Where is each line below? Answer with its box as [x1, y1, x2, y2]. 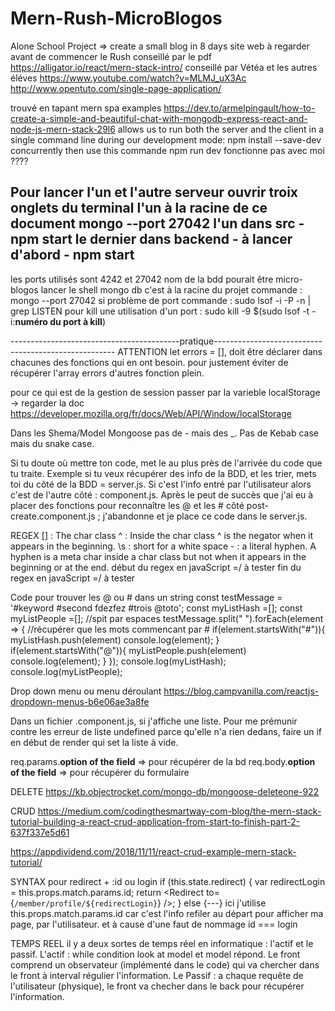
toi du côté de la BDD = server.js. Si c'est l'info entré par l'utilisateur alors [10, 478, 312, 490]
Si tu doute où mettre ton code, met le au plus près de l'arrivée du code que [10, 457, 323, 469]
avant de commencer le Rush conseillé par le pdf [10, 50, 212, 62]
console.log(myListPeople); [10, 665, 123, 677]
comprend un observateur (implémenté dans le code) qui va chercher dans [10, 958, 320, 971]
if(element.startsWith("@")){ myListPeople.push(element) [10, 644, 247, 656]
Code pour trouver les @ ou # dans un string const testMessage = [10, 591, 283, 603]
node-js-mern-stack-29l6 [10, 123, 116, 135]
